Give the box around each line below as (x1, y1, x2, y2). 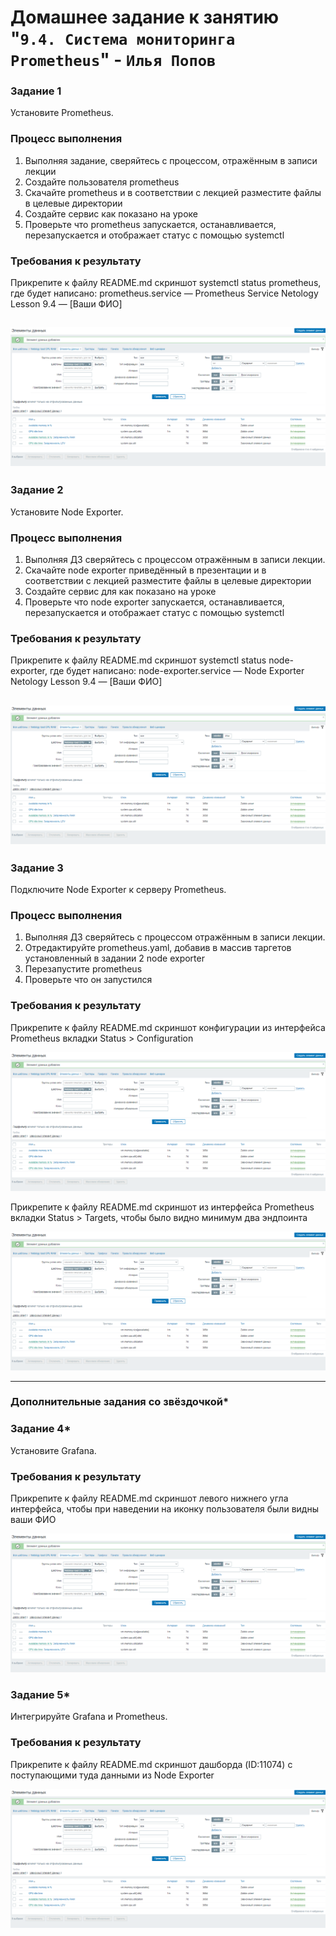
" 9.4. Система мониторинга (10, 27, 236, 50)
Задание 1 (10, 84, 62, 98)
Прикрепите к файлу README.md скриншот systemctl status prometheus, (10, 277, 322, 289)
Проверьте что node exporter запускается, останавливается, (24, 596, 285, 608)
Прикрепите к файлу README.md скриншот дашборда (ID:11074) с (10, 1758, 293, 1770)
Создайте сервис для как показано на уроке (24, 586, 217, 598)
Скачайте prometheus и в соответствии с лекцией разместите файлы (24, 186, 322, 198)
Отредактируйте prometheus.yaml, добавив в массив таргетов (24, 942, 292, 954)
